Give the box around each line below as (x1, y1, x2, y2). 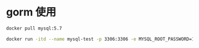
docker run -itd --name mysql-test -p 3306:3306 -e (6, 36, 136, 42)
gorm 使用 (6, 5, 56, 19)
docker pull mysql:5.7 (6, 25, 62, 31)
